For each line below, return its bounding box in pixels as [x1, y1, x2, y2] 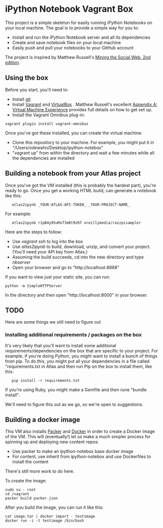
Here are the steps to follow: [5, 229, 62, 235]
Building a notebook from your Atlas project [5, 169, 141, 177]
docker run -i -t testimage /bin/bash [5, 518, 84, 523]
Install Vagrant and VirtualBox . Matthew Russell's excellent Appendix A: [12, 101, 158, 107]
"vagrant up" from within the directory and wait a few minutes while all [12, 150, 155, 155]
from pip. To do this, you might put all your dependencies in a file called [5, 358, 150, 364]
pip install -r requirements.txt [11, 378, 80, 383]
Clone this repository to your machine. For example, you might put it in [12, 139, 154, 145]
